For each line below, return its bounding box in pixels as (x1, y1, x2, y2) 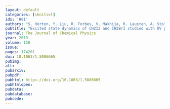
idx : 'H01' (5, 17, 28, 22)
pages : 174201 (5, 49, 35, 54)
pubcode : (5, 96, 24, 101)
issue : (5, 45, 19, 50)
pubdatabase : (5, 91, 33, 96)
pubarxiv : (5, 68, 26, 73)
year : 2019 (5, 36, 28, 41)
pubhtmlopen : (5, 82, 33, 87)
